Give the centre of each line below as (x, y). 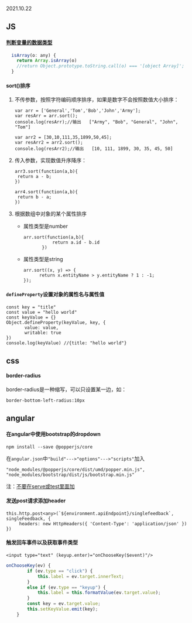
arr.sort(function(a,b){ (54, 237)
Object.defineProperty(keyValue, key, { (56, 322)
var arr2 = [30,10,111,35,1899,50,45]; (63, 138)
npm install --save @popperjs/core (49, 447)
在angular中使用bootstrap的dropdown (53, 434)
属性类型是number (46, 226)
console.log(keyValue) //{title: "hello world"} (66, 343)
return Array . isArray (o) (47, 61)
